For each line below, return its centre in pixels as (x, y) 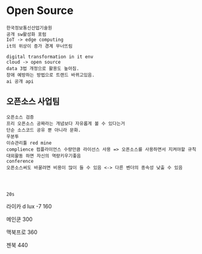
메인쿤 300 (19, 219)
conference (20, 161)
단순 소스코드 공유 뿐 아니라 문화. (44, 130)
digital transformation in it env (50, 57)
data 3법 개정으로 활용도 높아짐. (43, 68)
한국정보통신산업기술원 (29, 28)
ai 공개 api (20, 81)
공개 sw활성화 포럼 (26, 34)
